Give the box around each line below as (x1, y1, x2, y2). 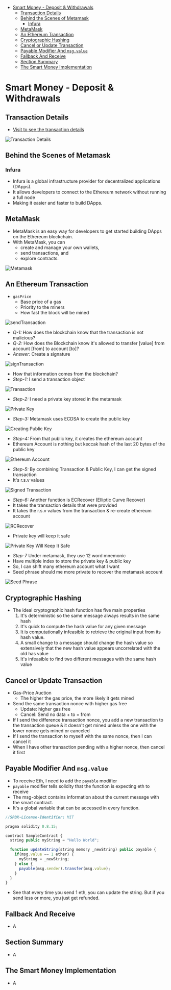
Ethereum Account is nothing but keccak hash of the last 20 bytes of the (12, 441, 165, 447)
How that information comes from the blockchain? (12, 371, 118, 377)
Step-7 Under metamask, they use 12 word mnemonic (12, 553, 126, 559)
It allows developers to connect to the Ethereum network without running (12, 189, 166, 195)
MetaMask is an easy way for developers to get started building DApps (12, 228, 162, 234)
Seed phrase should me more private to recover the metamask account (12, 569, 163, 575)
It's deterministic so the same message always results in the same (20, 612, 160, 619)
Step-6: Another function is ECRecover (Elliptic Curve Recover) (12, 497, 145, 503)
